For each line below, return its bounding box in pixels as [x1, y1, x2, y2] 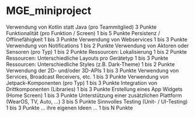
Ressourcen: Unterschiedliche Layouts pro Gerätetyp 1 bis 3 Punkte [6, 54, 168, 61]
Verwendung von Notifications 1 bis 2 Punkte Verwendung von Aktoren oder [6, 42, 189, 49]
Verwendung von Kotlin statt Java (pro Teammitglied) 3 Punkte [6, 23, 157, 30]
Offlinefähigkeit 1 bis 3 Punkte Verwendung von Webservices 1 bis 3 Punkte [6, 36, 188, 43]
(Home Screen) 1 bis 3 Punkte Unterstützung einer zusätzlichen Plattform [6, 92, 182, 99]
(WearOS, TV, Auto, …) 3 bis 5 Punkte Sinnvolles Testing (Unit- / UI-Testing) [6, 98, 188, 105]
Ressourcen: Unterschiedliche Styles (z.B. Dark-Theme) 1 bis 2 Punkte [6, 60, 175, 68]
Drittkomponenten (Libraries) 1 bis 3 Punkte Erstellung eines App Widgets [6, 85, 183, 92]
